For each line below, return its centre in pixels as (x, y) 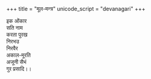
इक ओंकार (17, 21)
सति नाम (15, 28)
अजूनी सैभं (16, 62)
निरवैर (12, 48)
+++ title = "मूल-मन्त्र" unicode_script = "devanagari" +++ (76, 9)
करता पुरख (17, 35)
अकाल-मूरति (19, 55)
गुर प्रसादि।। (19, 69)
